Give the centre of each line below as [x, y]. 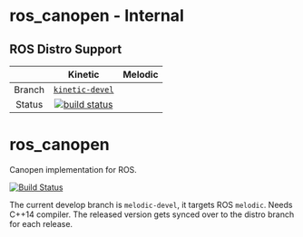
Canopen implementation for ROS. [73, 169]
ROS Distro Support [66, 49]
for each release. [41, 223]
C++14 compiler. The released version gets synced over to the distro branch [152, 214]
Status [29, 104]
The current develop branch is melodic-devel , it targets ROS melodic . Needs [151, 204]
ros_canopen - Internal [97, 16]
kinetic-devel [83, 90]
